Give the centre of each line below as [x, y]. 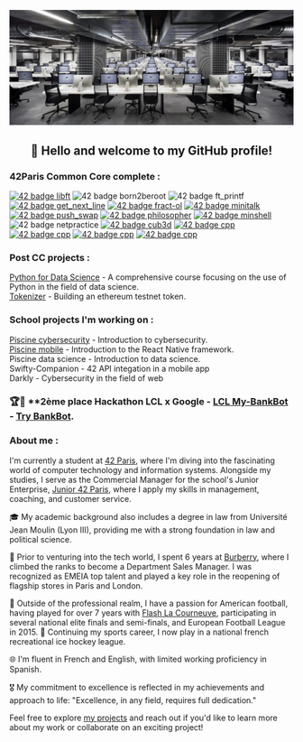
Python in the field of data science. [74, 287]
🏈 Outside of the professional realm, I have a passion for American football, [149, 603]
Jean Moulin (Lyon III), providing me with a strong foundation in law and [142, 530]
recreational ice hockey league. [68, 641]
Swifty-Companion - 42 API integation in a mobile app [110, 368]
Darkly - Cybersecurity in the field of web [87, 378]
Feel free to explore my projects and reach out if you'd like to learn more [143, 718]
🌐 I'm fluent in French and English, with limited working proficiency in [138, 659]
